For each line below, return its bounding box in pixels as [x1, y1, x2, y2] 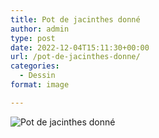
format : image [10, 80, 70, 90]
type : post [10, 33, 56, 43]
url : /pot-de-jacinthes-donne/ [10, 52, 141, 62]
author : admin [10, 24, 70, 34]
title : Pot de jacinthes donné [10, 14, 141, 25]
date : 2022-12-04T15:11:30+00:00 [10, 42, 150, 53]
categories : [10, 61, 60, 71]
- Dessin [19, 71, 56, 81]
